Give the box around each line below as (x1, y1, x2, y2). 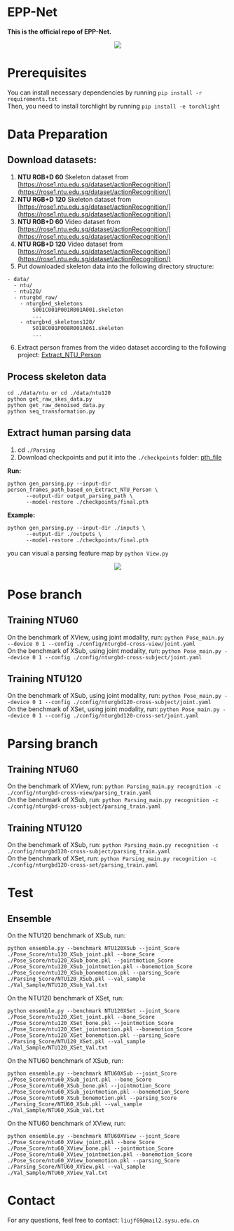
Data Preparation (7, 127, 109, 142)
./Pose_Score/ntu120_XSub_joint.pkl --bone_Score (7, 951, 156, 958)
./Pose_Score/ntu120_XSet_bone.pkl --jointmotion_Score (7, 1020, 174, 1027)
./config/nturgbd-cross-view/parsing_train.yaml (7, 790, 152, 797)
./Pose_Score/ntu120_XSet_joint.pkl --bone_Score (7, 1014, 156, 1021)
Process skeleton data (7, 371, 106, 383)
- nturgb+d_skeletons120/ (20, 318, 96, 326)
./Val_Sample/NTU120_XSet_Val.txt (7, 1045, 109, 1052)
